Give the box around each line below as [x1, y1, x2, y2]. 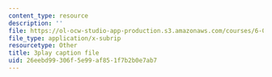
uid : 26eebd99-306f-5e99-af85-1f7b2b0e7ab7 [8, 57, 158, 65]
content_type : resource [8, 11, 89, 20]
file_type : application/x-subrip [8, 34, 121, 43]
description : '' [8, 19, 63, 27]
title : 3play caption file [8, 49, 100, 57]
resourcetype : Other [8, 42, 79, 50]
